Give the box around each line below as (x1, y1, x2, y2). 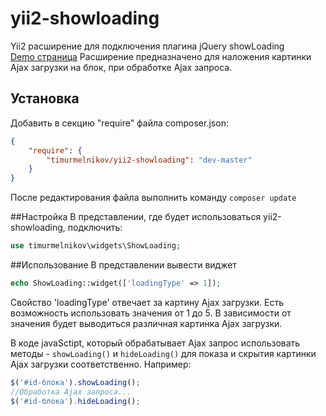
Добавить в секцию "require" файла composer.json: (10, 117, 229, 129)
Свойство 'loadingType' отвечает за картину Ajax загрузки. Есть (10, 296, 285, 308)
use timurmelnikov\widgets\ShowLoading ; (10, 241, 182, 251)
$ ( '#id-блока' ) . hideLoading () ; (10, 396, 141, 406)
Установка (10, 90, 80, 107)
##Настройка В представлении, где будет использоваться (10, 211, 262, 223)
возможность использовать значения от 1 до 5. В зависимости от (10, 307, 292, 319)
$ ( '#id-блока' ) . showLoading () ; (10, 377, 141, 387)
